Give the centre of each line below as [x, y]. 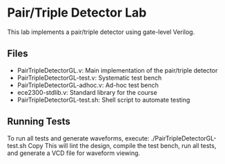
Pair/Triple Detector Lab [77, 13]
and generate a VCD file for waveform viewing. [74, 153]
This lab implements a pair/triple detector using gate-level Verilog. [101, 32]
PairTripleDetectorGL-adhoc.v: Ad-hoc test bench [88, 85]
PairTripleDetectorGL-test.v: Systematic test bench [89, 78]
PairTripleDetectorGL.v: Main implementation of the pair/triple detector [117, 70]
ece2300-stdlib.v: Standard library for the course [87, 92]
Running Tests [39, 121]
